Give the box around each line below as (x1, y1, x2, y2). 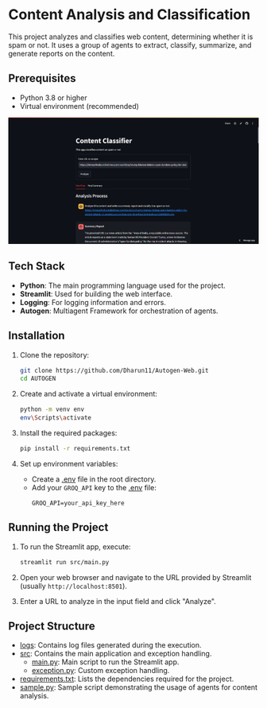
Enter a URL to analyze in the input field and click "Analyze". (19, 596, 216, 605)
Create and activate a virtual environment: (19, 389, 157, 399)
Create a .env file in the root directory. (31, 474, 157, 484)
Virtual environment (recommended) (19, 101, 139, 110)
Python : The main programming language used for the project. (19, 280, 226, 290)
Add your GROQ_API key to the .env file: (31, 482, 157, 492)
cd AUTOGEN (19, 375, 56, 383)
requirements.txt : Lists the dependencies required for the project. (19, 674, 234, 684)
